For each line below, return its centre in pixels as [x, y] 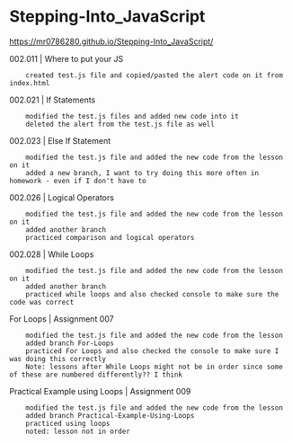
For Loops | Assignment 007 [62, 319]
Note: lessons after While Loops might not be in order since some [154, 367]
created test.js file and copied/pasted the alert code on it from [154, 75]
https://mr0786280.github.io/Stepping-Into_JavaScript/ [111, 41]
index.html [30, 83]
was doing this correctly [58, 359]
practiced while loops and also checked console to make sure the [152, 294]
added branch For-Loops [70, 343]
